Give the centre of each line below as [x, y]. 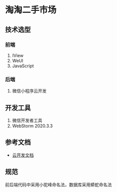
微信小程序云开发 [29, 91]
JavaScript [23, 66]
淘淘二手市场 [31, 10]
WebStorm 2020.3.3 [32, 126]
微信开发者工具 [27, 120]
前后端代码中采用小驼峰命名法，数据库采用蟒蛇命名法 [58, 184]
